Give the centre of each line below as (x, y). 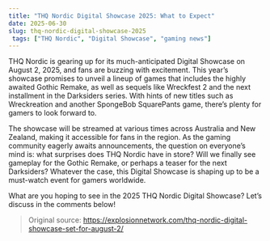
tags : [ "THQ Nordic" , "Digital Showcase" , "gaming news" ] (112, 38)
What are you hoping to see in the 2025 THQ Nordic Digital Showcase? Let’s (135, 196)
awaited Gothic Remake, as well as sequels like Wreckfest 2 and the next (130, 87)
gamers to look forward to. (53, 113)
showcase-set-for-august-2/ (76, 229)
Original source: (55, 220)
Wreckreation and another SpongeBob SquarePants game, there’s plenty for (135, 104)
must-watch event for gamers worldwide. (77, 180)
